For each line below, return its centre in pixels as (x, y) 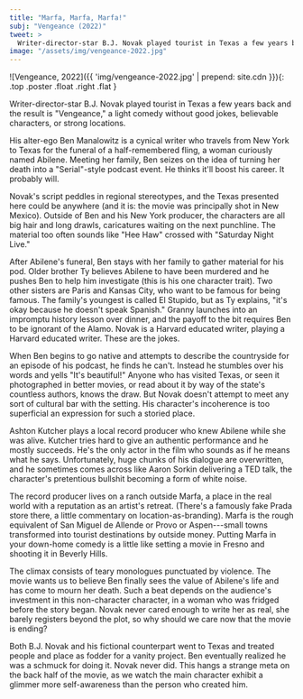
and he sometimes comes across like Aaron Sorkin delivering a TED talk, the (151, 469)
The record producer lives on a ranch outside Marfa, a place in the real (141, 496)
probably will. (35, 179)
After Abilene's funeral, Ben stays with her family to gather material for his (147, 262)
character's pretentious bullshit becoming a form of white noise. (129, 479)
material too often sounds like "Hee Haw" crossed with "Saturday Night (142, 235)
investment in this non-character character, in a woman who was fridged (144, 600)
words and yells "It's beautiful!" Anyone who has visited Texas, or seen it (144, 375)
